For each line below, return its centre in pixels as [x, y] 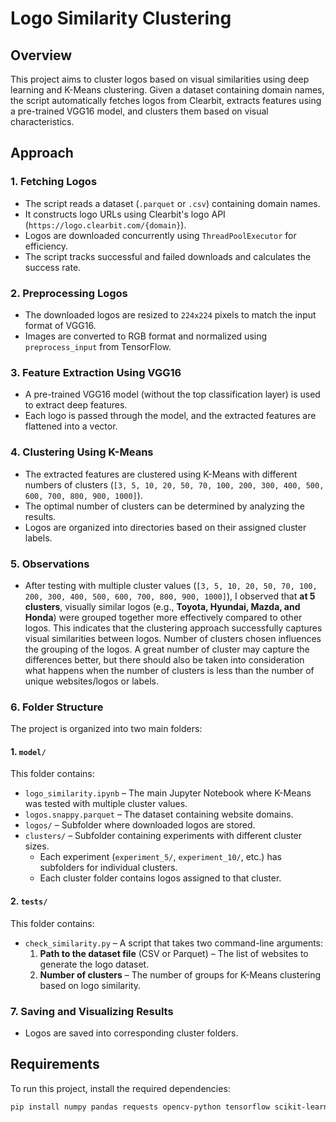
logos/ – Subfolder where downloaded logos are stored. [140, 825]
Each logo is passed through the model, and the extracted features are [170, 416]
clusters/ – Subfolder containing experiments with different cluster [163, 836]
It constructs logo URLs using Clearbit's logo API [125, 214]
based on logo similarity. [90, 985]
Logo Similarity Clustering [121, 18]
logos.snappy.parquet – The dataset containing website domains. [159, 814]
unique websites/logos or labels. [91, 681]
